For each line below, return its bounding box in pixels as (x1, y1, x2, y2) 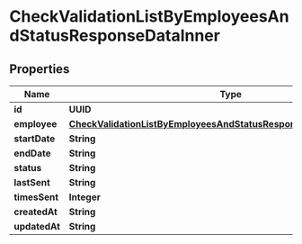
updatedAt (13, 221, 61, 232)
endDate (13, 147, 51, 159)
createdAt (13, 205, 58, 218)
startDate (13, 132, 56, 145)
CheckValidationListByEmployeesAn (9, 6, 289, 27)
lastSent (13, 176, 51, 188)
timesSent (13, 191, 59, 203)
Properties (9, 61, 70, 77)
